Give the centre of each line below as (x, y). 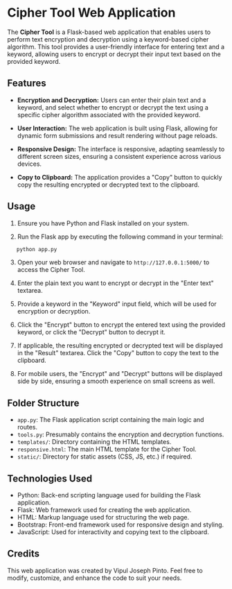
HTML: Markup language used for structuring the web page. (103, 518)
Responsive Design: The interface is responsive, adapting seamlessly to (121, 149)
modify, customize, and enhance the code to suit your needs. (95, 578)
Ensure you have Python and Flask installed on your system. (103, 223)
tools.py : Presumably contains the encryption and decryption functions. (121, 434)
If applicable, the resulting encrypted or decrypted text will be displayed (120, 345)
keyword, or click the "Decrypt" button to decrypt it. (91, 332)
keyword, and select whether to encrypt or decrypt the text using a (113, 107)
